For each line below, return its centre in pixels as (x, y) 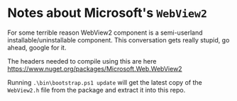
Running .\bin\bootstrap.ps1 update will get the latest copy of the (105, 82)
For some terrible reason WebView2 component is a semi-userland (105, 32)
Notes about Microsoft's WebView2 (108, 13)
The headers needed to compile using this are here (82, 61)
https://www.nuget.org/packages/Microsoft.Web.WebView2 (95, 69)
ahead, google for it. (37, 47)
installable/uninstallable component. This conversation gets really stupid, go (118, 40)
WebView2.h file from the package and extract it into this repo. (97, 90)
